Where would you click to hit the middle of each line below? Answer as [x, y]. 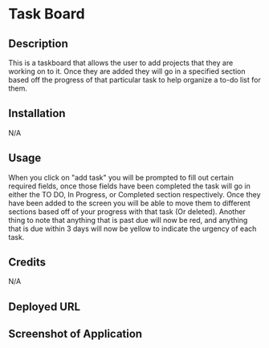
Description [38, 44]
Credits [27, 263]
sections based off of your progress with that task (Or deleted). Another [127, 211]
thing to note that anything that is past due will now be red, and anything [128, 220]
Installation [37, 113]
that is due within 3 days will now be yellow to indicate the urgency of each [132, 229]
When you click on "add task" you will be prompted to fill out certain [121, 177]
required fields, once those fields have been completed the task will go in [129, 186]
